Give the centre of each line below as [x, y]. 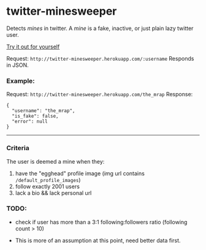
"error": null [30, 122]
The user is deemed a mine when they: [55, 161]
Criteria [18, 148]
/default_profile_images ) [48, 180]
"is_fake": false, [36, 116]
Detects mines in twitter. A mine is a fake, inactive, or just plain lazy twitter [100, 28]
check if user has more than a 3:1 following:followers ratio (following [101, 222]
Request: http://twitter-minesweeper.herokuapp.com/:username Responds [100, 58]
